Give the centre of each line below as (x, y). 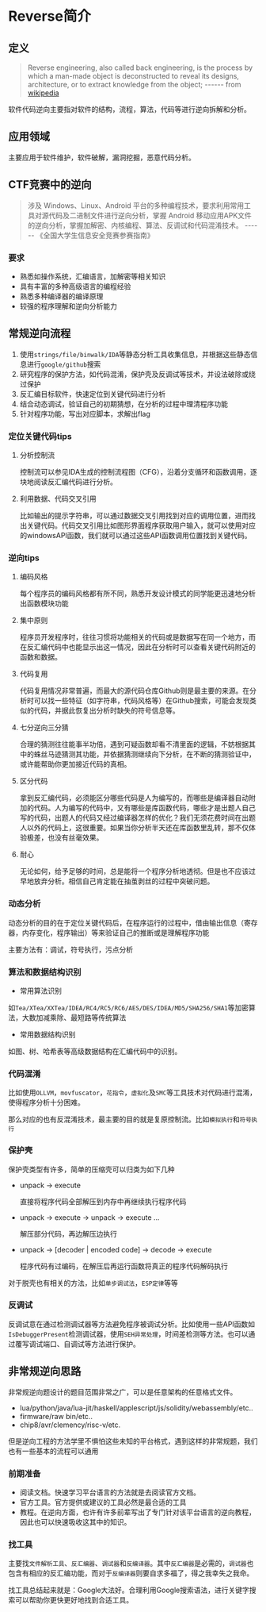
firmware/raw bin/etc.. (56, 1416)
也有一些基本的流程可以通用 (53, 1451)
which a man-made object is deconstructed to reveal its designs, (133, 76)
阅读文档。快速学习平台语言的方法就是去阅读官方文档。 (110, 1492)
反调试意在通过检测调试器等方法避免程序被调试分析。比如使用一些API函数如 (132, 1324)
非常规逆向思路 (45, 1371)
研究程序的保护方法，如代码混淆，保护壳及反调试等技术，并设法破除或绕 (137, 374)
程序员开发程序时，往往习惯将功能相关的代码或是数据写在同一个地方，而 (137, 637)
